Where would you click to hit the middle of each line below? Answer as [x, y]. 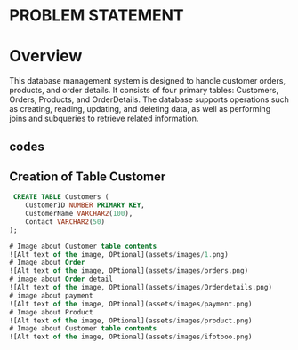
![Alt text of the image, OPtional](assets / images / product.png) [131, 321]
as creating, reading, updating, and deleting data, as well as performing [140, 109]
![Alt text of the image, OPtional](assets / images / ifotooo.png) [131, 337]
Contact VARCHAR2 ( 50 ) [65, 222]
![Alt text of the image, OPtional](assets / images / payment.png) [131, 304]
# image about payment [51, 295]
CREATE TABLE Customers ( [61, 197]
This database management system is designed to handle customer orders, [148, 81]
